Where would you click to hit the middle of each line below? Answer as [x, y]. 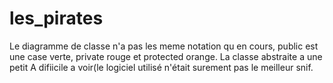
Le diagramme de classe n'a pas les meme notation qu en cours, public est [164, 46]
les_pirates [56, 18]
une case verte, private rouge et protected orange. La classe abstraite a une [166, 56]
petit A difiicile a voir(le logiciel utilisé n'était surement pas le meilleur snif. [161, 67]
